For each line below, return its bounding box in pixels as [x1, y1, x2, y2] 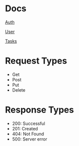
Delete [12, 87, 26, 93]
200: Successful [12, 121, 45, 126]
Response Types [5, 104, 74, 116]
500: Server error [12, 136, 47, 142]
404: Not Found [12, 131, 44, 137]
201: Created [12, 125, 38, 131]
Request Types [5, 55, 67, 67]
